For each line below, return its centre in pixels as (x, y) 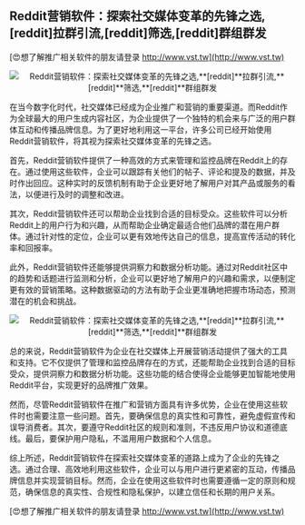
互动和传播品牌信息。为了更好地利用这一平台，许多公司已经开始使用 (144, 129)
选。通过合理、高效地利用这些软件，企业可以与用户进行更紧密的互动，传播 (148, 469)
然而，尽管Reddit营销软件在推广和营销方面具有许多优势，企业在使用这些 (145, 404)
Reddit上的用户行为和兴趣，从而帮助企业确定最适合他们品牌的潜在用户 (141, 224)
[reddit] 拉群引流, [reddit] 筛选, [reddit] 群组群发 (138, 33)
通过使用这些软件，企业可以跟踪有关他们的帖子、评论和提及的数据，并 (156, 172)
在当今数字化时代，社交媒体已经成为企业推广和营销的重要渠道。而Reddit (145, 106)
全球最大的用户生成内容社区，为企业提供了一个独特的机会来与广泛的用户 (152, 118)
